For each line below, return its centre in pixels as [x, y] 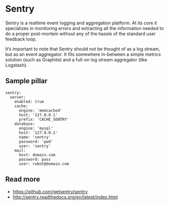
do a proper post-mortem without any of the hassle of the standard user [80, 33]
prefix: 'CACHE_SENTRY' [44, 119]
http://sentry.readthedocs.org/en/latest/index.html [65, 197]
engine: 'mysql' [36, 128]
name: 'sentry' [35, 137]
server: [18, 97]
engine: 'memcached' [40, 110]
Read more [23, 179]
